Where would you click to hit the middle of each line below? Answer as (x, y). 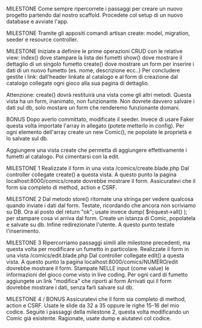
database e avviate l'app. (37, 21)
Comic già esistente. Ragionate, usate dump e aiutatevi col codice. (89, 318)
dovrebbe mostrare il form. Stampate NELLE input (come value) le (88, 268)
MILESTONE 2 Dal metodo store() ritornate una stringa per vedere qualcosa (100, 199)
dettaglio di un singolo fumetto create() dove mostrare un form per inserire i (100, 64)
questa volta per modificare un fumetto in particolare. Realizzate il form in (98, 249)
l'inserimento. (23, 231)
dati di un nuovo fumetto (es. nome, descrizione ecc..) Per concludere (93, 70)
